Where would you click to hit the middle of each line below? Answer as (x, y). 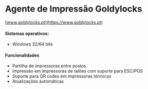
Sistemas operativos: (27, 33)
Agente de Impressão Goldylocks (74, 9)
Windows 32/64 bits (32, 44)
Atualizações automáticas (38, 81)
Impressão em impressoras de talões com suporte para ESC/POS (77, 71)
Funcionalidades (22, 55)
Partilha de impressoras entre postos (49, 66)
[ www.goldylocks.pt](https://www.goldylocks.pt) (54, 22)
